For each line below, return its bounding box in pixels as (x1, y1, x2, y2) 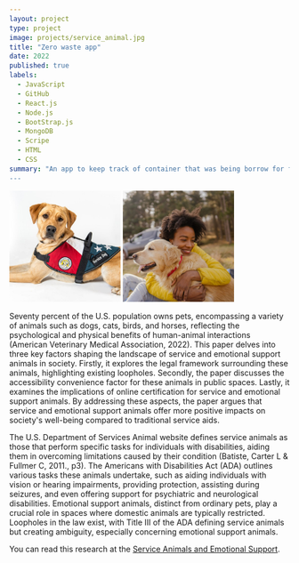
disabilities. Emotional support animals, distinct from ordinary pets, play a (9, 498, 278, 509)
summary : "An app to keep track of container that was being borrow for (9, 165, 285, 173)
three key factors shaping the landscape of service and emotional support (9, 348, 281, 359)
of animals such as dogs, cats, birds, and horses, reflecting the (9, 320, 240, 331)
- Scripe (17, 136, 50, 146)
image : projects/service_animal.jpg (9, 33, 145, 42)
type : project (9, 23, 62, 33)
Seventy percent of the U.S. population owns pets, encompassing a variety (9, 310, 284, 321)
